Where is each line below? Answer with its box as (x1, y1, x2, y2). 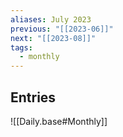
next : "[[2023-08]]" (10, 33, 97, 43)
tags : (10, 42, 33, 53)
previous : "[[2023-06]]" (10, 24, 114, 34)
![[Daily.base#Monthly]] (10, 115, 108, 127)
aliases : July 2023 (10, 14, 92, 25)
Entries (10, 89, 57, 106)
